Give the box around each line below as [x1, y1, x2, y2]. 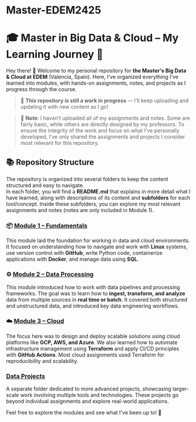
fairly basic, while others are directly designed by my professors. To [20, 121, 184, 128]
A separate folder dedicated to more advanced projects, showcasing [6, 385, 171, 392]
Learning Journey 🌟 [6, 48, 104, 61]
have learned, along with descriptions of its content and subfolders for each [6, 194, 191, 201]
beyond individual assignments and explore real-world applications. [6, 398, 169, 405]
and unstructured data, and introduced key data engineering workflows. [6, 302, 180, 309]
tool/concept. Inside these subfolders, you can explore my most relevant [6, 200, 181, 207]
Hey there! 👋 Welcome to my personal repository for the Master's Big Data [6, 67, 187, 74]
